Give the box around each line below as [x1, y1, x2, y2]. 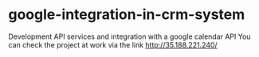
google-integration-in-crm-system [8, 6, 245, 24]
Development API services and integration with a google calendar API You [8, 32, 251, 41]
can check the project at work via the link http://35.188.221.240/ [8, 40, 218, 49]
